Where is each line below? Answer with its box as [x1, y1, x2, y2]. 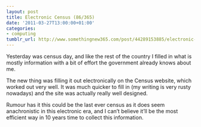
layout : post [6, 8, 39, 15]
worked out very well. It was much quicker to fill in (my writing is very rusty [6, 83, 191, 90]
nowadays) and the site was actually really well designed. [6, 90, 148, 97]
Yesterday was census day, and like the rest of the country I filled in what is [6, 53, 192, 60]
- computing [6, 31, 36, 37]
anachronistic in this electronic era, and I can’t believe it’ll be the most [6, 108, 178, 114]
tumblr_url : [6, 36, 36, 42]
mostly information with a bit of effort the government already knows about [6, 59, 191, 66]
